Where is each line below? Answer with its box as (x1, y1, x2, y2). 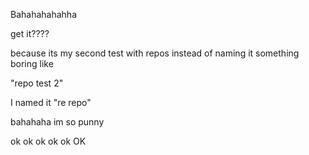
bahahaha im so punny (10, 116, 105, 128)
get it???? (10, 28, 50, 39)
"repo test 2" (10, 77, 64, 89)
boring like (10, 58, 54, 69)
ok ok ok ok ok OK (10, 135, 87, 147)
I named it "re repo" (10, 97, 92, 108)
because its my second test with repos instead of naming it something (10, 47, 300, 59)
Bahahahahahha (10, 9, 77, 20)
